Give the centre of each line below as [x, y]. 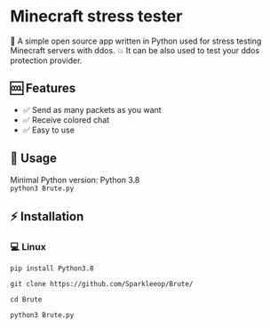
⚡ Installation [47, 216]
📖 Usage [33, 159]
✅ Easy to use [48, 130]
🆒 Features [43, 88]
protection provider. [46, 60]
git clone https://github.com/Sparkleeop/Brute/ [102, 284]
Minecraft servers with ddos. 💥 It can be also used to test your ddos [135, 50]
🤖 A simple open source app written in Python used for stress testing [136, 41]
